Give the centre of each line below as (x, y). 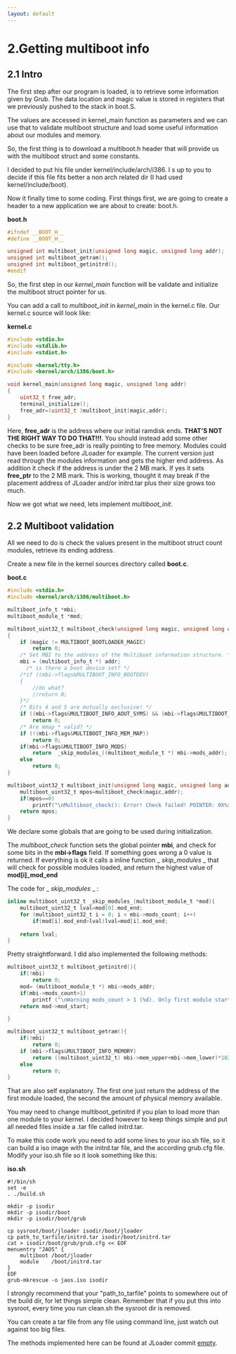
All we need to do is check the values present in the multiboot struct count (115, 543)
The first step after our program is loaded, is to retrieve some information (113, 91)
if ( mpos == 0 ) (37, 799)
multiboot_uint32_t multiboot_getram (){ (67, 1032)
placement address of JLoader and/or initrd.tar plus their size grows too (111, 483)
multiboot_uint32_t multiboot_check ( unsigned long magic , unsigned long (116, 629)
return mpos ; (39, 812)
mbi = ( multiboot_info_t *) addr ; (70, 662)
